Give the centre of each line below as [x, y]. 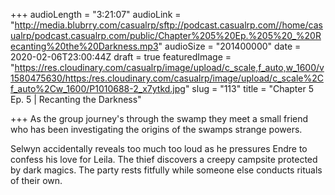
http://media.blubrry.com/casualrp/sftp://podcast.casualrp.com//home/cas [168, 25]
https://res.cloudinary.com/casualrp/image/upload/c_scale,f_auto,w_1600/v [169, 67]
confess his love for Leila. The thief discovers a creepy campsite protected [164, 159]
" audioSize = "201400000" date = [230, 46]
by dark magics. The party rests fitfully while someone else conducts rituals [166, 170]
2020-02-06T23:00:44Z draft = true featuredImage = [121, 57]
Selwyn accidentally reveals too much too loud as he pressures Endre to [159, 148]
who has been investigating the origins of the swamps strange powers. [156, 129]
